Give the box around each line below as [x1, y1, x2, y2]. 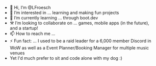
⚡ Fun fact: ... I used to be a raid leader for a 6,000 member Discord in [9, 38, 151, 44]
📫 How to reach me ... [9, 31, 55, 36]
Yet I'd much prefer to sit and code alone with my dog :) [9, 55, 123, 61]
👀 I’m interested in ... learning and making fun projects [9, 10, 119, 16]
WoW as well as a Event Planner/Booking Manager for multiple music [9, 45, 149, 50]
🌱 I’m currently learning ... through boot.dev [9, 15, 98, 20]
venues [9, 50, 25, 56]
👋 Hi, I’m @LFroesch [9, 5, 51, 10]
